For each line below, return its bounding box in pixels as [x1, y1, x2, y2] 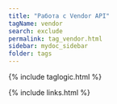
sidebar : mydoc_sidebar [8, 42, 89, 50]
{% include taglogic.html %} [8, 72, 102, 81]
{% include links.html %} [8, 88, 90, 97]
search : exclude [8, 27, 63, 35]
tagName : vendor [8, 19, 63, 28]
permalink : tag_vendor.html [8, 34, 103, 43]
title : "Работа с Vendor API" [8, 11, 111, 20]
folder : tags [8, 50, 52, 58]
